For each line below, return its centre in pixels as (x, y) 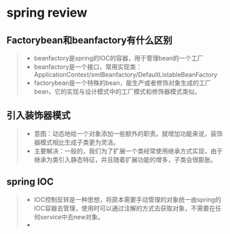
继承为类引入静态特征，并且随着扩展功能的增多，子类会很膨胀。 (125, 159)
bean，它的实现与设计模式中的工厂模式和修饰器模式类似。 (117, 91)
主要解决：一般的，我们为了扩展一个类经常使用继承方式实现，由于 (128, 151)
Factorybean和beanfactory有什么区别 (90, 40)
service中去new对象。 (72, 217)
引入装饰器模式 (39, 116)
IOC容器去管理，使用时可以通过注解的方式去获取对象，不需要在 (125, 208)
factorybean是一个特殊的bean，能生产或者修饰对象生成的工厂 (122, 83)
